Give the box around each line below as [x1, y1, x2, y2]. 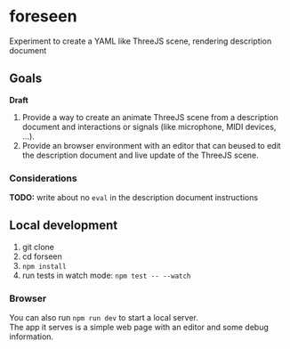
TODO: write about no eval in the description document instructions [9, 192, 259, 203]
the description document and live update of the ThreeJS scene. [21, 150, 260, 160]
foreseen [9, 6, 77, 27]
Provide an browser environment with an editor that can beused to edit [21, 140, 282, 150]
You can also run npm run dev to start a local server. [9, 312, 198, 323]
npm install [21, 262, 67, 271]
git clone [21, 241, 55, 252]
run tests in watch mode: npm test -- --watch [21, 270, 191, 280]
